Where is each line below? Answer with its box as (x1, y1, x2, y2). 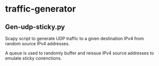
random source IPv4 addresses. (5, 41, 70, 47)
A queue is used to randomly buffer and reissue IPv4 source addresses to (5, 50, 154, 56)
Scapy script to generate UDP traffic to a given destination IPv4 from (5, 35, 144, 41)
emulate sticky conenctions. (5, 55, 62, 61)
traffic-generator (5, 3, 76, 15)
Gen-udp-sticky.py (5, 23, 65, 31)
